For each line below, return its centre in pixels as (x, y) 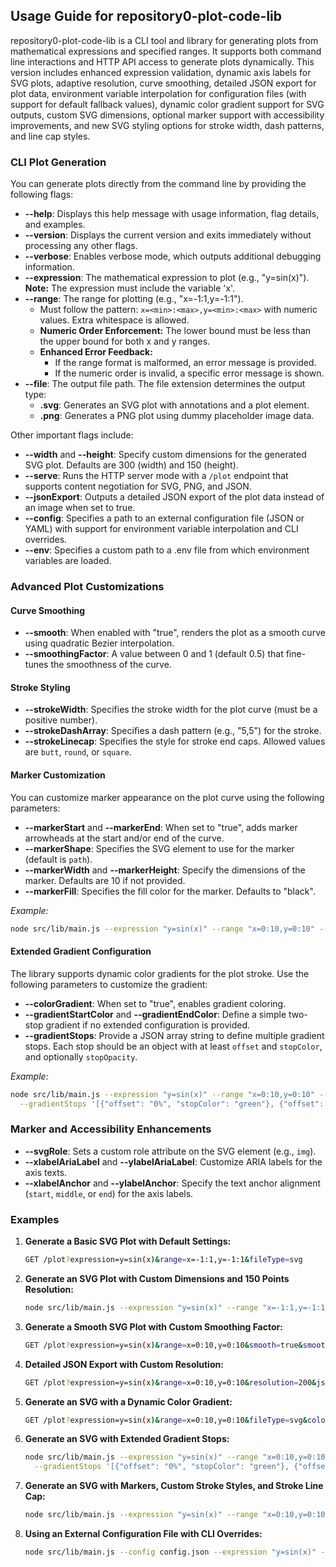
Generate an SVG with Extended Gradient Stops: (127, 1439)
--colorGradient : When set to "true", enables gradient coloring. (155, 1003)
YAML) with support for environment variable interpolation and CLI (161, 529)
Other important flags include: (72, 435)
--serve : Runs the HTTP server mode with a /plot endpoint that (156, 476)
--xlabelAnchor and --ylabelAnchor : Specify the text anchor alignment (172, 1183)
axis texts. (46, 1172)
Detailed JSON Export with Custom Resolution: (124, 1364)
